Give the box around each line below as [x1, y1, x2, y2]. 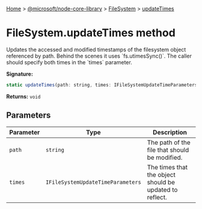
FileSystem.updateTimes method [6, 26, 176, 40]
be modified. [147, 153, 183, 162]
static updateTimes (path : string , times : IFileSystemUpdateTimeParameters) [6, 82, 200, 88]
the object [147, 171, 176, 179]
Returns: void [6, 92, 41, 100]
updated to [147, 186, 178, 194]
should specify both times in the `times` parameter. [6, 58, 132, 65]
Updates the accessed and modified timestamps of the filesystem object [6, 46, 186, 53]
